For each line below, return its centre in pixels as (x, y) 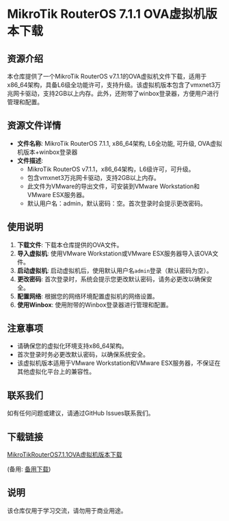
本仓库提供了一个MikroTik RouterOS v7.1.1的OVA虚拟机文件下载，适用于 (107, 76)
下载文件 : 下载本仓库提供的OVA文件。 (70, 244)
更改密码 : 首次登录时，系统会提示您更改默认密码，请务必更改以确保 (111, 279)
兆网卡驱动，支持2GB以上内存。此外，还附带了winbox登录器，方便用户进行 (113, 93)
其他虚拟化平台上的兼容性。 (56, 372)
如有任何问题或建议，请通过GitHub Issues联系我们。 (81, 413)
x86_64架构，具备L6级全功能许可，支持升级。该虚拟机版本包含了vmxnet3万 (114, 85)
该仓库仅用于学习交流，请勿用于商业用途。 (67, 510)
